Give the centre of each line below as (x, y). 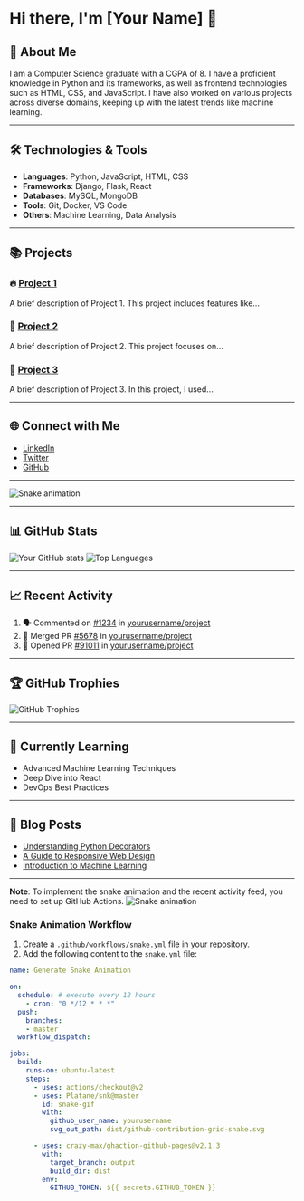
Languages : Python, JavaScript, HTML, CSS (105, 176)
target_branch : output (92, 1162)
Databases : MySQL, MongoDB (80, 195)
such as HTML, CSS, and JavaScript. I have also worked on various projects (151, 93)
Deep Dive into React (62, 778)
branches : (44, 1020)
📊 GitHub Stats (53, 532)
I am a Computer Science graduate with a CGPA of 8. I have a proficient (142, 73)
